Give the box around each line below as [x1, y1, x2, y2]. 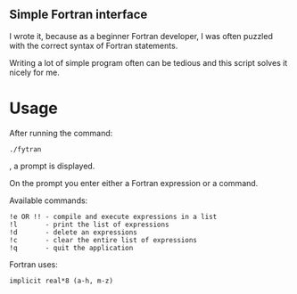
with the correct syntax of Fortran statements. [9, 40, 178, 51]
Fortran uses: [9, 258, 58, 270]
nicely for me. [9, 67, 60, 78]
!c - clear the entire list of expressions [9, 235, 198, 244]
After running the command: [9, 127, 113, 138]
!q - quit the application [9, 243, 134, 252]
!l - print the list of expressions [9, 220, 169, 229]
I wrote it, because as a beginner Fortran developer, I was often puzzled [9, 30, 274, 41]
